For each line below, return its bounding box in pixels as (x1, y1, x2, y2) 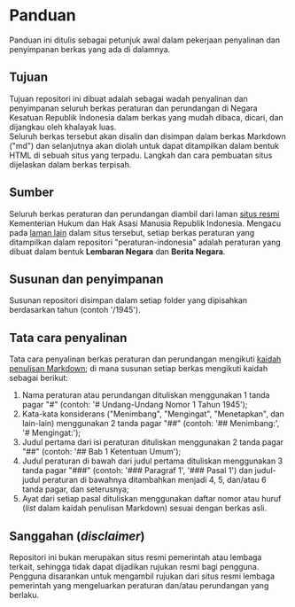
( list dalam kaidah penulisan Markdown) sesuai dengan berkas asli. (21, 502, 268, 514)
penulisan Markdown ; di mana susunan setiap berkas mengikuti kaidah (9, 363, 268, 374)
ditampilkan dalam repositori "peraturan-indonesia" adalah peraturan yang (9, 237, 281, 247)
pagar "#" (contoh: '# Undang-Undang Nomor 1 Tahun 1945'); (21, 400, 248, 410)
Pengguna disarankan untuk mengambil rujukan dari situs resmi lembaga (9, 571, 276, 581)
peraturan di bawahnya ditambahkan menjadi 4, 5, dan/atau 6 (42, 475, 268, 486)
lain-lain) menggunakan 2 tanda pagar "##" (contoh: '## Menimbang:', (21, 418, 280, 429)
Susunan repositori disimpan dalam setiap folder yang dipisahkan (9, 295, 248, 306)
